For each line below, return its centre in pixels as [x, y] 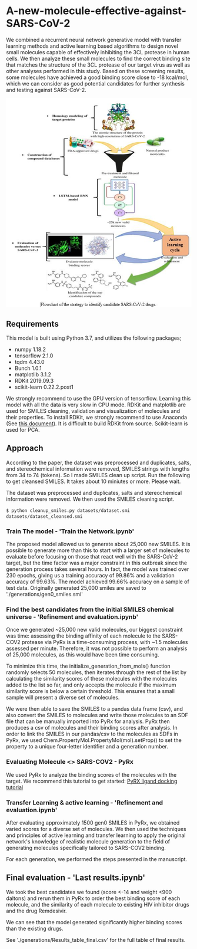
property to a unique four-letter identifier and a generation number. [87, 747]
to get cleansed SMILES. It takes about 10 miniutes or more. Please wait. [94, 481]
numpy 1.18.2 [30, 350]
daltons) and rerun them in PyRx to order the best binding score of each [93, 898]
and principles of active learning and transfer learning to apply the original [96, 835]
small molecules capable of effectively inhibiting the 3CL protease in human [98, 52]
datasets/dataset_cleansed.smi [44, 516]
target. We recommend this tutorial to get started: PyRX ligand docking [92, 781]
